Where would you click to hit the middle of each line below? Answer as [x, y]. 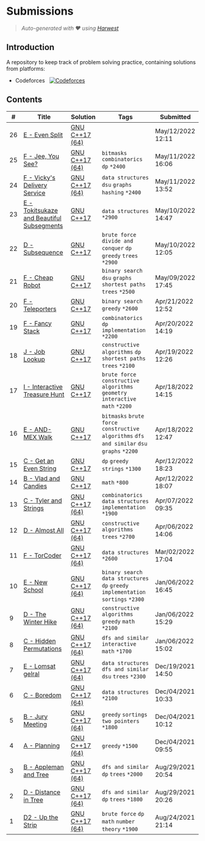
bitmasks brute [123, 416]
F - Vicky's [40, 177]
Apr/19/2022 [174, 351]
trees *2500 [118, 292]
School [34, 589]
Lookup [34, 359]
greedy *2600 [120, 308]
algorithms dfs [123, 436]
